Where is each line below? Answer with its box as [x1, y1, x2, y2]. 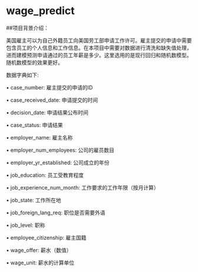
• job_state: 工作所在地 [6, 196, 62, 204]
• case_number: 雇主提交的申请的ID [6, 84, 93, 91]
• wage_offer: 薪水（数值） [6, 246, 72, 254]
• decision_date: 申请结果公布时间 [6, 109, 88, 116]
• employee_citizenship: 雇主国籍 [6, 234, 87, 241]
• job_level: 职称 [6, 221, 45, 228]
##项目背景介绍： [6, 24, 49, 31]
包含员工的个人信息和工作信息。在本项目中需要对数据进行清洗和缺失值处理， [6, 44, 192, 51]
